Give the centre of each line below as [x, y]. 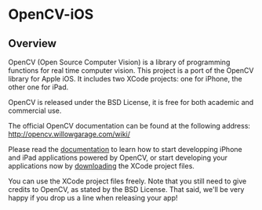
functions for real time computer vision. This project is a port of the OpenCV [131, 71]
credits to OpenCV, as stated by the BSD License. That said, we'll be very [126, 189]
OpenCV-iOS [51, 14]
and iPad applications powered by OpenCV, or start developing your [118, 157]
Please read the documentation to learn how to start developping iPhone [125, 149]
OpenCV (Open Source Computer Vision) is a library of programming [119, 62]
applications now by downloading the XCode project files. [101, 166]
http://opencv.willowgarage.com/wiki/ [69, 134]
